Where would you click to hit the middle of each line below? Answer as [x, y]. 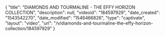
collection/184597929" [29, 28]
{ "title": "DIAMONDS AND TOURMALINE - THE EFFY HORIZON [70, 7]
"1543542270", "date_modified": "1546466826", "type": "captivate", [75, 18]
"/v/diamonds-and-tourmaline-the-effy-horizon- [103, 23]
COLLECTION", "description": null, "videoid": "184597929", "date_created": [82, 12]
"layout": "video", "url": [29, 23]
